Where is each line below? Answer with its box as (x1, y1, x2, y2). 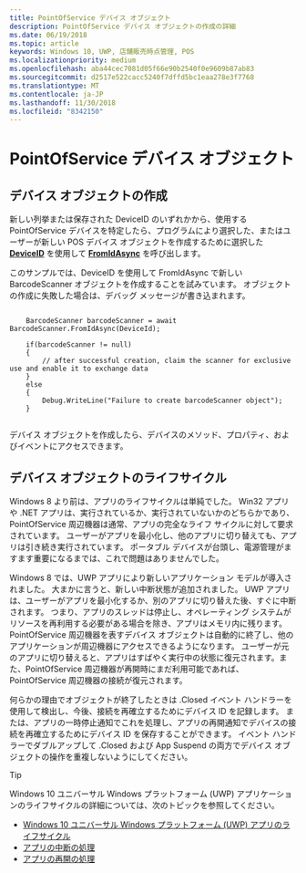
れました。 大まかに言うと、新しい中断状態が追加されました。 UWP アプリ (9, 584, 291, 595)
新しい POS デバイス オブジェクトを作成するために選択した (40, 236, 264, 247)
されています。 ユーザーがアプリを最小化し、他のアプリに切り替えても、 (9, 530, 281, 541)
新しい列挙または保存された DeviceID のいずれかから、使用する (9, 213, 248, 224)
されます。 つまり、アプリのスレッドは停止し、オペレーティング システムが (9, 607, 291, 618)
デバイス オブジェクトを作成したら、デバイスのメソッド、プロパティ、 (9, 430, 274, 441)
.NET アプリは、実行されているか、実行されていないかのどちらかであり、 (19, 507, 295, 518)
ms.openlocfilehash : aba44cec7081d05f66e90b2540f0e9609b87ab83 (9, 65, 255, 74)
